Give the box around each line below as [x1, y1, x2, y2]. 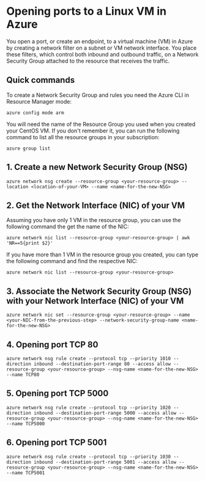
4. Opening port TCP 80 [6, 339, 99, 350]
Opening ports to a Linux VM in [6, 4, 167, 18]
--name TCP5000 [6, 420, 45, 427]
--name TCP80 [6, 372, 40, 378]
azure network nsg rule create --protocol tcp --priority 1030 [6, 453, 171, 460]
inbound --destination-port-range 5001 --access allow [33, 459, 176, 465]
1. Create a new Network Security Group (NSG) [6, 162, 188, 172]
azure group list [6, 145, 51, 152]
